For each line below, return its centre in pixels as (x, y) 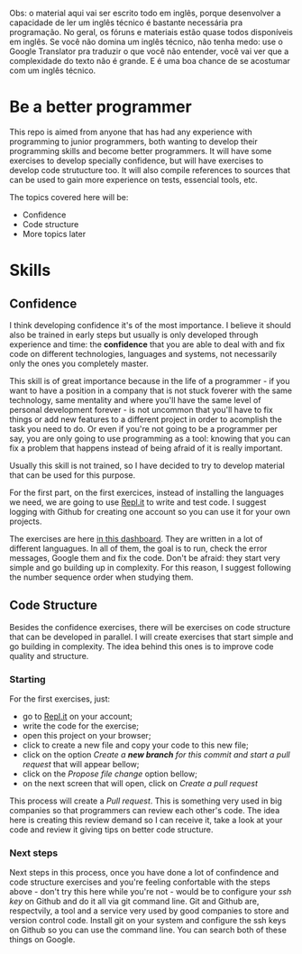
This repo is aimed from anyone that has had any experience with (131, 132)
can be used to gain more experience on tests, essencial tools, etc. (134, 179)
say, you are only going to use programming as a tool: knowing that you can (150, 438)
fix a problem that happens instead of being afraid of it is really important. (146, 448)
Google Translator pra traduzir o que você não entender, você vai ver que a (149, 51)
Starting (28, 679)
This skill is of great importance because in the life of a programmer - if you (150, 381)
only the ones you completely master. (79, 363)
